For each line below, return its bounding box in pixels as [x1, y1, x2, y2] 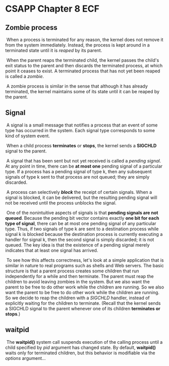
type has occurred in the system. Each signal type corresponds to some [5, 127, 155, 133]
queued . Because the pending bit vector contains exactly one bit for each [5, 215, 159, 221]
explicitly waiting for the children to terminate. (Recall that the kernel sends [5, 300, 161, 306]
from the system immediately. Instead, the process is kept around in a [5, 42, 150, 48]
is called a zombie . [5, 73, 44, 79]
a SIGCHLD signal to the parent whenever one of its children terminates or [5, 305, 160, 311]
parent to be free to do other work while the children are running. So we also [5, 284, 164, 290]
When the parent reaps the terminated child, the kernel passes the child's [6, 57, 159, 63]
